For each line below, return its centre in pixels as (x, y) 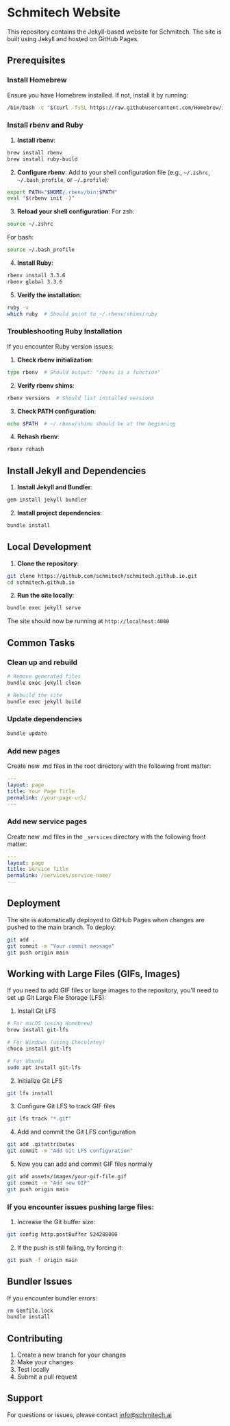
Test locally (33, 1370)
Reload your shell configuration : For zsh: (76, 211)
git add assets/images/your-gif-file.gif (67, 1177)
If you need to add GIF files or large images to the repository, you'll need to (113, 990)
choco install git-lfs (39, 1049)
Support (25, 1398)
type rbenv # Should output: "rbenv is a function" (84, 372)
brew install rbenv (35, 152)
